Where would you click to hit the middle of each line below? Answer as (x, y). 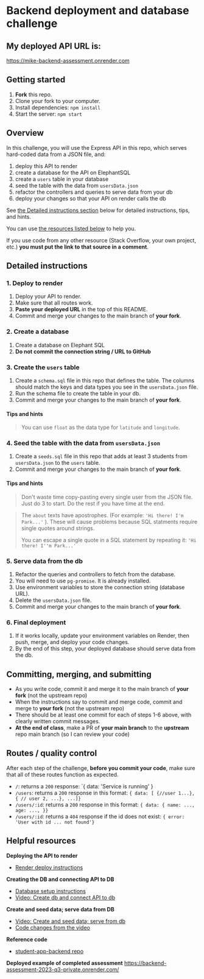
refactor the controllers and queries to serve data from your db (94, 192)
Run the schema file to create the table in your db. (78, 393)
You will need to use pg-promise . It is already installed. (83, 581)
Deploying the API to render (42, 855)
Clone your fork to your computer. (58, 101)
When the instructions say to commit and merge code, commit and (99, 702)
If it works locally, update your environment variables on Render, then (102, 636)
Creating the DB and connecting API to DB (60, 879)
